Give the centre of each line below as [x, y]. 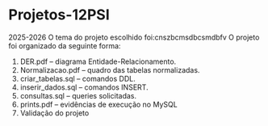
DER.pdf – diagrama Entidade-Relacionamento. [98, 61]
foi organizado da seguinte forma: [65, 45]
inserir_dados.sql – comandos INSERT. [84, 87]
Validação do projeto [54, 113]
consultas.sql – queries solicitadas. [78, 95]
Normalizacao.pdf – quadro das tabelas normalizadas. [110, 69]
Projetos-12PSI [59, 15]
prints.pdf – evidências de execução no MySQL [98, 104]
